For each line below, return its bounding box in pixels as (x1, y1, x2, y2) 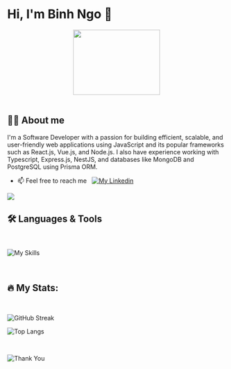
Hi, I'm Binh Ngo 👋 (7, 6, 112, 22)
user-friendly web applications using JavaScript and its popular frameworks (7, 140, 224, 149)
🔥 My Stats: (7, 281, 59, 294)
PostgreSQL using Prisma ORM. (7, 163, 98, 171)
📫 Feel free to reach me (17, 177, 87, 185)
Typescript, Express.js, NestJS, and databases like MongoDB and (7, 155, 194, 163)
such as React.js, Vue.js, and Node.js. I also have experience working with (7, 147, 219, 156)
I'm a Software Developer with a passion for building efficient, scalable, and (7, 133, 223, 141)
